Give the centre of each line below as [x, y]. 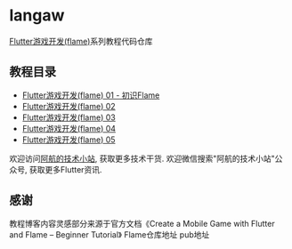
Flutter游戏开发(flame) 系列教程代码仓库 [81, 41]
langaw [37, 16]
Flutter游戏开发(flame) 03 [69, 117]
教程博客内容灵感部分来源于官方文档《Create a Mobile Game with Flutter [142, 223]
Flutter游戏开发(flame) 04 [69, 128]
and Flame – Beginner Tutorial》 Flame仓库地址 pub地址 [109, 234]
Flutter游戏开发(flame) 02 [69, 106]
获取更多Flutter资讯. [65, 169]
